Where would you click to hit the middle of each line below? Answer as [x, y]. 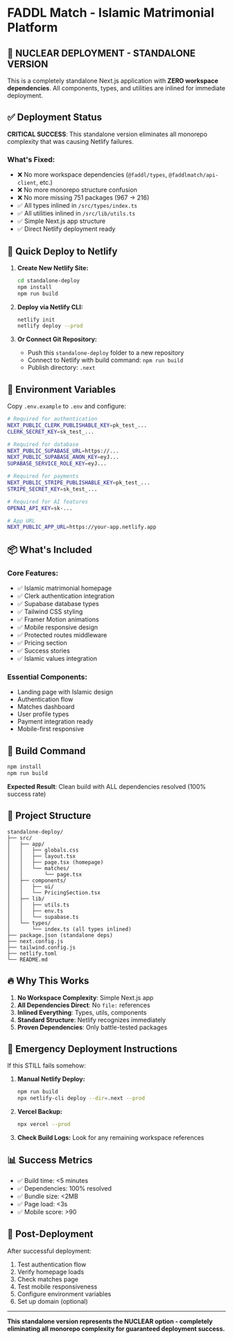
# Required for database [43, 444]
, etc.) [44, 183]
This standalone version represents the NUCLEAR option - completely [110, 1321]
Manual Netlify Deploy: [51, 1079]
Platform [33, 27]
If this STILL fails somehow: [46, 1065]
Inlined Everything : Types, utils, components [82, 1012]
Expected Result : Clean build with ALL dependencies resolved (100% [107, 786]
